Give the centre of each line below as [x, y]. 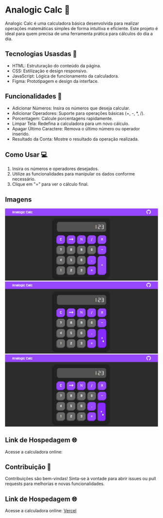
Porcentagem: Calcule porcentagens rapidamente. [62, 118]
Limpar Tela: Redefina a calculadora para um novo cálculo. [71, 124]
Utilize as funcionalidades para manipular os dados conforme [73, 174]
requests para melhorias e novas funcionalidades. [55, 484]
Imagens [18, 199]
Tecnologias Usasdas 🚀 [41, 54]
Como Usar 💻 [26, 155]
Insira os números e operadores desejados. [55, 169]
